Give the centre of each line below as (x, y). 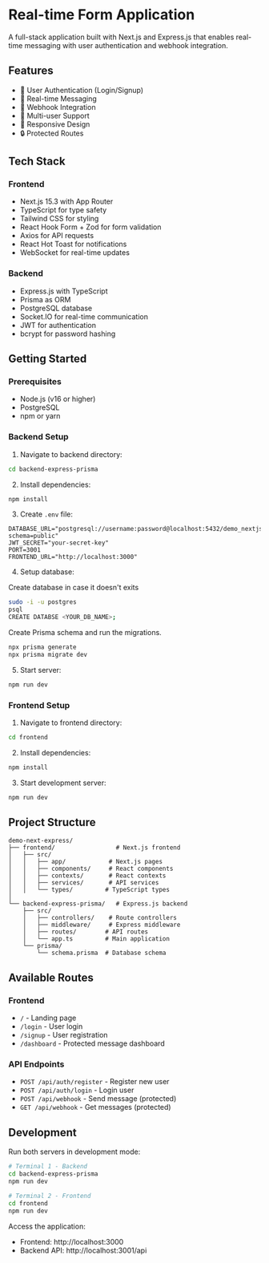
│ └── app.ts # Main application (96, 939)
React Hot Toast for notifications (73, 244)
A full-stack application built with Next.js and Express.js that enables (121, 37)
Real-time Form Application (102, 15)
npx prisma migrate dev (48, 654)
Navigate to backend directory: (71, 454)
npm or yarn (40, 416)
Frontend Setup (39, 705)
